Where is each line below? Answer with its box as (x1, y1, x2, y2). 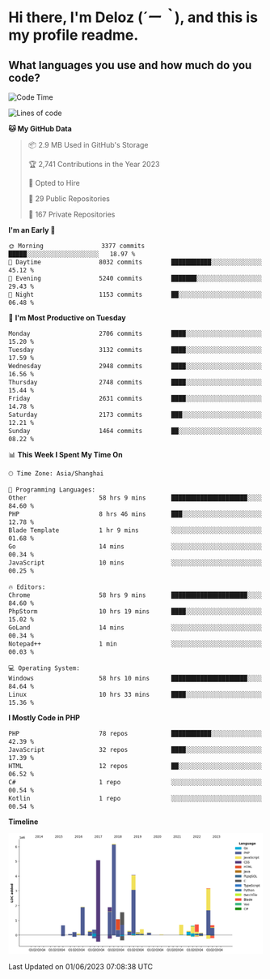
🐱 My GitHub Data (8, 124, 73, 133)
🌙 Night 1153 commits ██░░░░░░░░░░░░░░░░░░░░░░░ (8, 290, 263, 298)
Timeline (8, 817, 39, 827)
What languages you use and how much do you (8, 58, 252, 72)
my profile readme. (8, 26, 139, 45)
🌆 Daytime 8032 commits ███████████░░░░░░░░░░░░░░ (8, 258, 263, 266)
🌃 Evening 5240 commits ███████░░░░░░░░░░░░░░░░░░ (8, 274, 263, 282)
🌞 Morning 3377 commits (8, 242, 146, 250)
